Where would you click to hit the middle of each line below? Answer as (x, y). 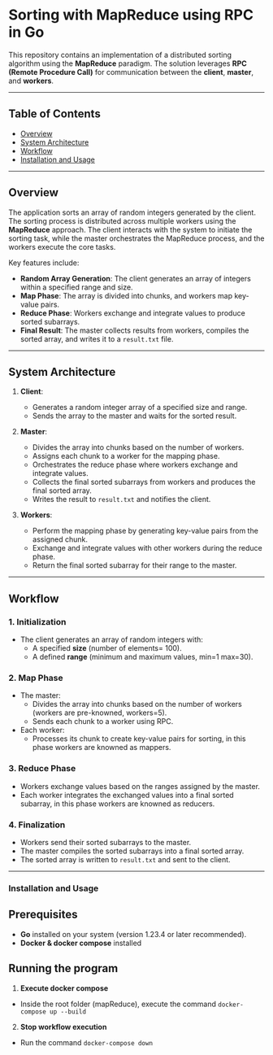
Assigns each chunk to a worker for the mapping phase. (126, 456)
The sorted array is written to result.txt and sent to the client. (125, 859)
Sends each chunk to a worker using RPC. (103, 721)
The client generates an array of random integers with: (111, 639)
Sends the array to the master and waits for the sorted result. (134, 416)
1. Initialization (37, 621)
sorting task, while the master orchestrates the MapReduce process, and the (136, 238)
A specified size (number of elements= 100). (107, 648)
